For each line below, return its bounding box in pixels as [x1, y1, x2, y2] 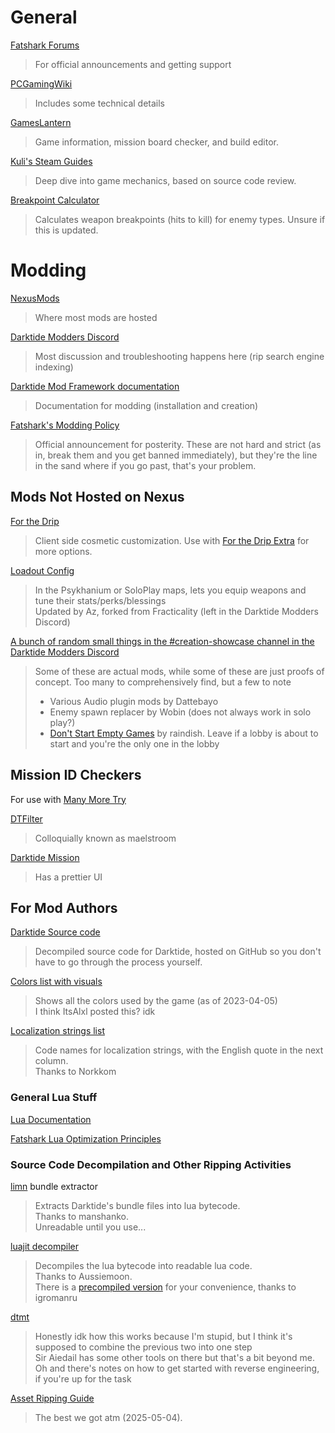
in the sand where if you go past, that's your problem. [34, 459, 257, 471]
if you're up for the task [34, 1372, 132, 1385]
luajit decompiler [10, 1240, 80, 1252]
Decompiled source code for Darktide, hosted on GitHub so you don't [34, 946, 322, 958]
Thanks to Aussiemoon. [34, 1270, 133, 1282]
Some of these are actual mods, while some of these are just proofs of [34, 665, 325, 677]
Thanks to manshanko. [34, 1210, 130, 1222]
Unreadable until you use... [34, 1221, 147, 1233]
